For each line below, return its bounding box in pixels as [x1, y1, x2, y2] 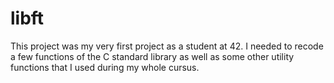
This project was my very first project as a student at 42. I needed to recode [10, 40, 324, 52]
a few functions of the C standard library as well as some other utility [10, 50, 295, 62]
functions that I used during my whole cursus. [10, 61, 200, 73]
